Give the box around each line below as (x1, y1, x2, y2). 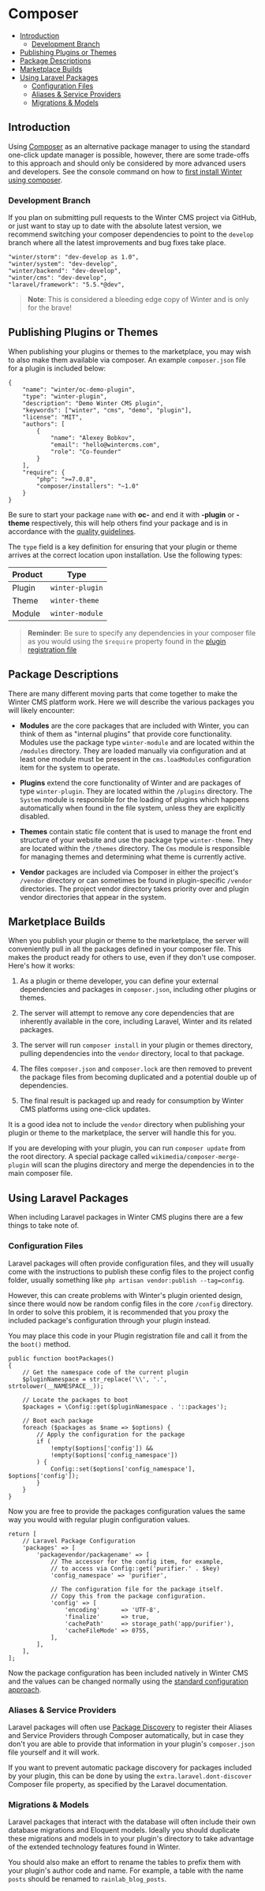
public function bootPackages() (8, 1354, 114, 1363)
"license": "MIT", (22, 413, 83, 421)
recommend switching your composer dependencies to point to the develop (8, 229, 254, 239)
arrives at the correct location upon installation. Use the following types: (8, 550, 243, 560)
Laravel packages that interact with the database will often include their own (8, 1817, 256, 1826)
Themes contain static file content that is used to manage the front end (19, 826, 252, 836)
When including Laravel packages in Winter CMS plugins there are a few (8, 1212, 244, 1222)
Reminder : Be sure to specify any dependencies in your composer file (27, 628, 256, 637)
